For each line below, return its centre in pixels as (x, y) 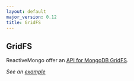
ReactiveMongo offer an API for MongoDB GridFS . (67, 60)
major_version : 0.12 (32, 17)
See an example (26, 72)
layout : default (26, 11)
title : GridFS (24, 22)
